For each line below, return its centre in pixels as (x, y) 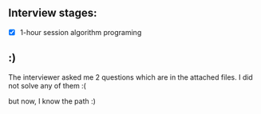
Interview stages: (53, 13)
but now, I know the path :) (52, 101)
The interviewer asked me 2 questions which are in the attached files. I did (130, 77)
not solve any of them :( (47, 85)
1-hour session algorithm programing (81, 32)
